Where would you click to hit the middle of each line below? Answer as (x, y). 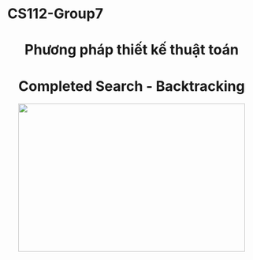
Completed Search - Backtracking (132, 86)
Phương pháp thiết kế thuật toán (132, 50)
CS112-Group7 (56, 14)
